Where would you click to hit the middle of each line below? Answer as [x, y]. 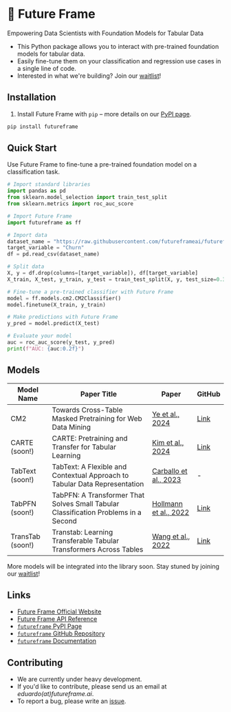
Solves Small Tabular [86, 503]
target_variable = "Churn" [46, 248]
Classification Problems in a [97, 512]
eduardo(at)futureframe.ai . [55, 694]
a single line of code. [47, 68]
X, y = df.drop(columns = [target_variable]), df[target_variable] [102, 273]
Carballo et [170, 471]
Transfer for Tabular [84, 447]
